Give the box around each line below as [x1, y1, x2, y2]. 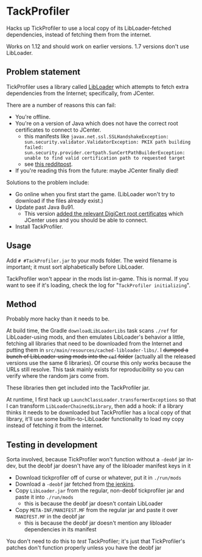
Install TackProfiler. [15, 222, 63, 230]
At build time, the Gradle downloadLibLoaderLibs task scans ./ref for [6, 327, 178, 335]
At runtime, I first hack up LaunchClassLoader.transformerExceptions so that [6, 396, 197, 403]
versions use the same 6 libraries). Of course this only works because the [6, 360, 192, 367]
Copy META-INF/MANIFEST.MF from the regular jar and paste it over [15, 506, 178, 514]
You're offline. [15, 113, 50, 120]
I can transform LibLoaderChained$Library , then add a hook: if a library [6, 402, 184, 410]
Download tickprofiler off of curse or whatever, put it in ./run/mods [15, 474, 181, 481]
